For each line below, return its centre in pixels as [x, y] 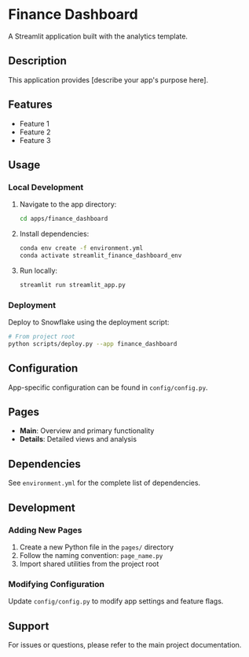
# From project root [42, 337]
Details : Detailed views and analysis [78, 439]
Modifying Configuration [56, 584]
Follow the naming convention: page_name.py [91, 555]
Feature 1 [34, 123]
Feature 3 [35, 140]
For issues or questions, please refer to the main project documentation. [125, 645]
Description [37, 61]
